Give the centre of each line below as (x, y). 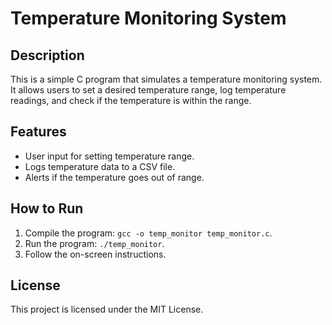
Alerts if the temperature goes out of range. (114, 177)
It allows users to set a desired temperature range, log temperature (148, 90)
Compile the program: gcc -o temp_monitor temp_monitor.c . (148, 233)
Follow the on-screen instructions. (95, 254)
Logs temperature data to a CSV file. (100, 166)
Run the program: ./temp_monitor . (94, 243)
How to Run (47, 208)
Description (47, 55)
